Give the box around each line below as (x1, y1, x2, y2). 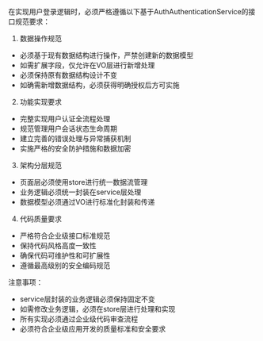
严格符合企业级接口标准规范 (19, 231, 111, 240)
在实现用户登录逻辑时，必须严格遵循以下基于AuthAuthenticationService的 (8, 7, 249, 16)
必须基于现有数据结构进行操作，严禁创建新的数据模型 (19, 51, 194, 59)
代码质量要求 (19, 214, 62, 224)
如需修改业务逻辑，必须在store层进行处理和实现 (19, 305, 176, 313)
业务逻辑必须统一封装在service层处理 (19, 187, 142, 197)
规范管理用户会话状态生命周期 (19, 124, 117, 133)
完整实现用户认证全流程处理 (19, 114, 111, 123)
